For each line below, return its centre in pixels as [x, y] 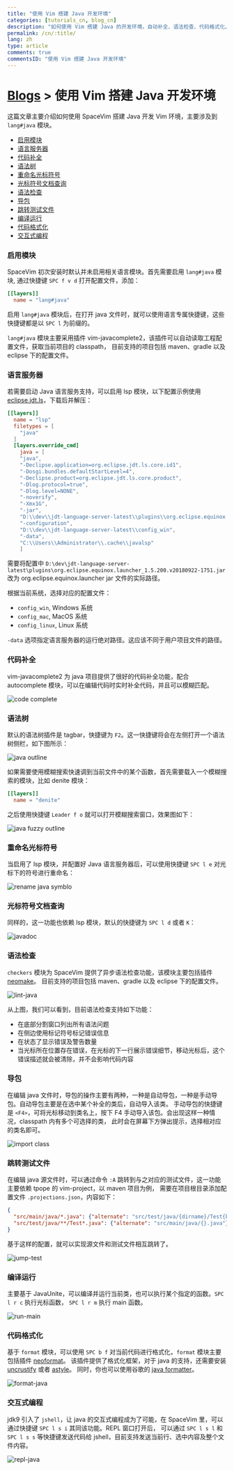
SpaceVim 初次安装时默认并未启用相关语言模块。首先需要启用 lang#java [111, 272]
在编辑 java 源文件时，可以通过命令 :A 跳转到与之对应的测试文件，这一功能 [114, 1180]
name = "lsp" [32, 420]
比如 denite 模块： [63, 780]
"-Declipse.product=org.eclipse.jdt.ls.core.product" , [101, 478]
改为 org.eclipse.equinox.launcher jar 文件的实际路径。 [86, 578]
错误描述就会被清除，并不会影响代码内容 [75, 1058]
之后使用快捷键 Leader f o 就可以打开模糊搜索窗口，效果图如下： [101, 814]
